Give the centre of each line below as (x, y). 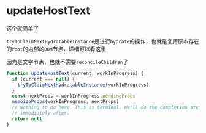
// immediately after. (41, 113)
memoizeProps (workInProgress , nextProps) (66, 102)
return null (27, 119)
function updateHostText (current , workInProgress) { (75, 73)
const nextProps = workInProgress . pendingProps (74, 96)
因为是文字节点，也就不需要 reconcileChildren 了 (67, 62)
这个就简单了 (22, 28)
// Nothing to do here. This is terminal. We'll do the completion (100, 107)
